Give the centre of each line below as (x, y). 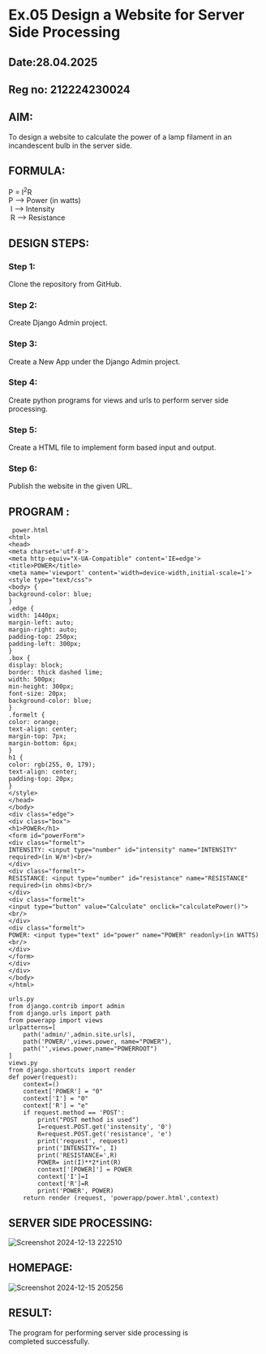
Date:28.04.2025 (53, 62)
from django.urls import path (60, 1013)
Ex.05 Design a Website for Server (127, 15)
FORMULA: (37, 171)
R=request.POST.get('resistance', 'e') (105, 1134)
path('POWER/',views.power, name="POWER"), (98, 1042)
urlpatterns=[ (32, 1028)
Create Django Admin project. (58, 323)
